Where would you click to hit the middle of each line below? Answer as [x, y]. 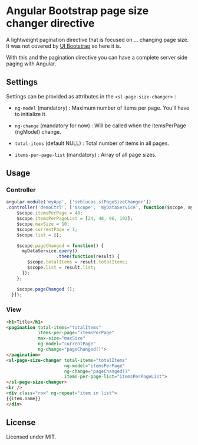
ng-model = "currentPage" [67, 344]
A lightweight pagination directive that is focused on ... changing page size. [98, 39]
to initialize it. [31, 114]
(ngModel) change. [38, 131]
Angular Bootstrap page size [77, 11]
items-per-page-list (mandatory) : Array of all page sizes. [86, 154]
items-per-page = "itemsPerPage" [76, 333]
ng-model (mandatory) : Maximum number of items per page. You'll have [102, 108]
